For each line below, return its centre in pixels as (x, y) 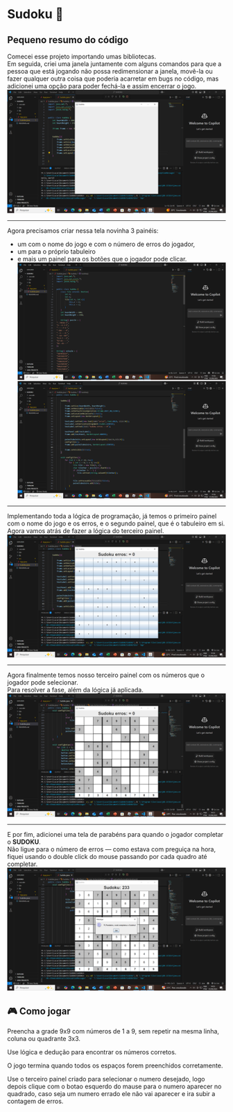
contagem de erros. (35, 1102)
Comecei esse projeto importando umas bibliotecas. (82, 56)
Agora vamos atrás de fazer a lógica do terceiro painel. (86, 530)
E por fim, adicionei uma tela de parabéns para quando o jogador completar (115, 834)
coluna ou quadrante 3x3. (44, 1039)
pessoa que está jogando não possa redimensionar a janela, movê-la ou (110, 71)
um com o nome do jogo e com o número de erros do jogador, (106, 244)
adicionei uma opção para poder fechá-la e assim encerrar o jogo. (102, 86)
